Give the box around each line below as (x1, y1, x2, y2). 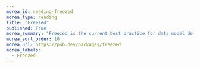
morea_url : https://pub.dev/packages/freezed (6, 42, 121, 48)
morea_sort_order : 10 (6, 36, 60, 42)
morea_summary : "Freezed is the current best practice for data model (6, 31, 185, 37)
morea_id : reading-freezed (6, 8, 73, 15)
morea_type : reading (6, 14, 58, 20)
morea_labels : (6, 47, 42, 53)
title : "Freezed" (6, 20, 49, 25)
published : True (6, 25, 46, 31)
